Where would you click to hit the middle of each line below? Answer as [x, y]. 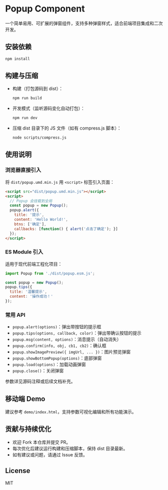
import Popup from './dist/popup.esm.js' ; [50, 273]
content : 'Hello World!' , [41, 219]
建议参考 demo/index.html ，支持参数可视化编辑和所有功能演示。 [71, 412]
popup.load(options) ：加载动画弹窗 [49, 364]
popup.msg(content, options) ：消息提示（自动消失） [67, 339]
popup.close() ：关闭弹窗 [38, 371]
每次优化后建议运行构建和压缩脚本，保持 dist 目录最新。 [70, 448]
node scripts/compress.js [39, 138]
